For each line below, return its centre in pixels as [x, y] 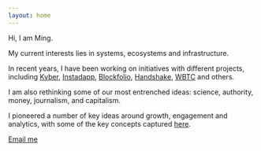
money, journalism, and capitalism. [64, 100]
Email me [23, 139]
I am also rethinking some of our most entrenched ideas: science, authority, [131, 92]
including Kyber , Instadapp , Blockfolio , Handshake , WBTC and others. [121, 76]
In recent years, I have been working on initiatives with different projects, [127, 68]
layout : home [30, 15]
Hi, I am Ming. [31, 38]
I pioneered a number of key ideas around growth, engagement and [118, 116]
